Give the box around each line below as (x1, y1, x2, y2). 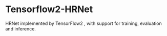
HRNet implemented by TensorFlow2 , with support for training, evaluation (5, 20, 162, 26)
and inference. (5, 25, 36, 31)
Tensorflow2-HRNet (5, 4, 93, 15)
